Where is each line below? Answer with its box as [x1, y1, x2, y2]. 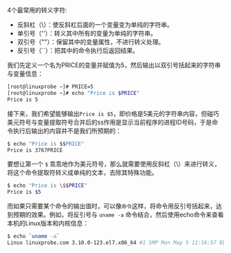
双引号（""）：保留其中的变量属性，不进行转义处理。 [16, 38, 165, 46]
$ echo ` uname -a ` [7, 233, 60, 240]
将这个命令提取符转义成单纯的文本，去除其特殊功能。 [7, 168, 158, 177]
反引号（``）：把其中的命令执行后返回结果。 [16, 47, 139, 54]
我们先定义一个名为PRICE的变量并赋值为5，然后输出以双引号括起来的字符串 [7, 61, 221, 69]
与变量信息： [7, 69, 43, 78]
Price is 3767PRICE [7, 146, 63, 153]
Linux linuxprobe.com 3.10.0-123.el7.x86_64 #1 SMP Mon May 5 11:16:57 [7, 239, 217, 246]
